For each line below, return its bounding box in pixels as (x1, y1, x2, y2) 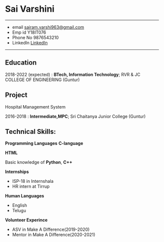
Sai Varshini (5, 3, 55, 15)
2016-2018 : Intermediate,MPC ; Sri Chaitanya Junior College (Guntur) (5, 113, 146, 119)
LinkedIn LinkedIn (12, 40, 48, 45)
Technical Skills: (5, 127, 56, 135)
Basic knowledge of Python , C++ (5, 159, 72, 165)
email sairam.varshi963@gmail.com (12, 24, 84, 30)
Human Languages (5, 193, 44, 199)
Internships (5, 169, 29, 175)
